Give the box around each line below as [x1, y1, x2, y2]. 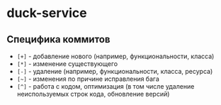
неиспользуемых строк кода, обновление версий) [16, 90, 170, 98]
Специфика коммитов [6, 33, 110, 45]
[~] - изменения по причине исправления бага [16, 74, 160, 83]
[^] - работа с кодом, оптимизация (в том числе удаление [16, 82, 195, 90]
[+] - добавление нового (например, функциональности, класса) [16, 52, 215, 60]
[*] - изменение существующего [16, 60, 118, 68]
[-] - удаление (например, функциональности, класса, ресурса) [16, 67, 213, 75]
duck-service [6, 5, 88, 21]
